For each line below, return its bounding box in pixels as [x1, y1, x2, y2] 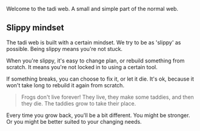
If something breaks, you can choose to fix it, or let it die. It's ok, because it [6, 75, 195, 82]
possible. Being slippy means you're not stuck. [6, 45, 123, 52]
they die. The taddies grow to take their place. [21, 99, 136, 107]
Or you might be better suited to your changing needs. [6, 118, 142, 125]
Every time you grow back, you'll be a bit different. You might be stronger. [6, 112, 190, 119]
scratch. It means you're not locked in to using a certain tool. [6, 63, 158, 70]
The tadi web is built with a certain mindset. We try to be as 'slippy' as [6, 39, 181, 46]
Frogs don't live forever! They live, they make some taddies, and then [21, 93, 194, 101]
